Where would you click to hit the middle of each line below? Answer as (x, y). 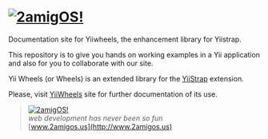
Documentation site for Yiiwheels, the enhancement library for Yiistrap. (125, 39)
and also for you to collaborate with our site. (81, 63)
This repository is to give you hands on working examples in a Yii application (134, 54)
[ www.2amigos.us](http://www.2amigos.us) (100, 126)
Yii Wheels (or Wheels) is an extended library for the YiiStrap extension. (126, 78)
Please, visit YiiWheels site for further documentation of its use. (113, 94)
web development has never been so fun (95, 118)
